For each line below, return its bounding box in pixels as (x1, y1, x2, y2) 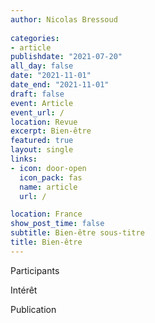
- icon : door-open (10, 163, 87, 173)
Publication (10, 303, 57, 315)
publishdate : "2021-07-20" (10, 52, 123, 62)
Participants (10, 264, 60, 276)
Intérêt (10, 284, 38, 296)
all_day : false (10, 61, 74, 71)
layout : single (10, 145, 74, 155)
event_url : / (10, 107, 65, 118)
